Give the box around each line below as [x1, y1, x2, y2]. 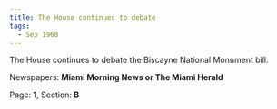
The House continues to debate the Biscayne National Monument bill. [9, 55, 270, 66]
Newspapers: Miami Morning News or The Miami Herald [9, 72, 224, 83]
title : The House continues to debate [9, 13, 156, 23]
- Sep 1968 [17, 30, 59, 39]
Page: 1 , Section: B [9, 89, 80, 100]
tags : [9, 22, 30, 31]
